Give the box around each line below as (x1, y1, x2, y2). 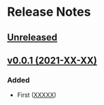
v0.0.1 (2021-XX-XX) (7, 54, 97, 66)
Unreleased (7, 32, 58, 43)
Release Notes (7, 4, 91, 20)
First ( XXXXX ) (16, 91, 57, 100)
